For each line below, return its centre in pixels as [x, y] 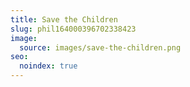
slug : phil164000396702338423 [73, 29]
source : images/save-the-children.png [100, 47]
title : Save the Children [64, 19]
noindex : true [48, 66]
